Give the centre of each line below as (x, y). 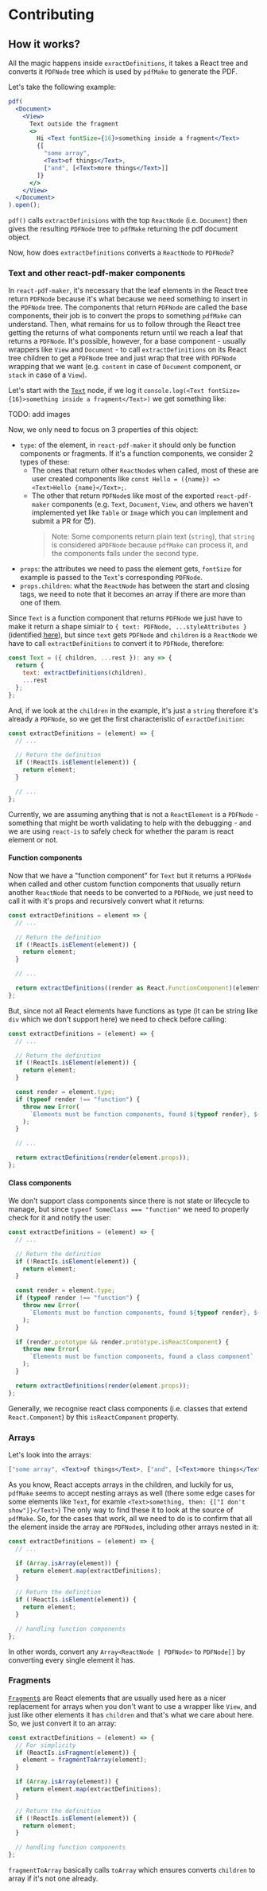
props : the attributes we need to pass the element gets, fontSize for (131, 569)
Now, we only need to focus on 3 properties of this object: (103, 430)
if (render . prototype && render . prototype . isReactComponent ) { (122, 1342)
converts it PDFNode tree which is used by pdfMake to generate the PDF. (123, 72)
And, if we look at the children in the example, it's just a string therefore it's (133, 710)
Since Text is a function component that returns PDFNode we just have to (125, 618)
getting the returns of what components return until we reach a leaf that (126, 333)
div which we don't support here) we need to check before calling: (118, 1019)
